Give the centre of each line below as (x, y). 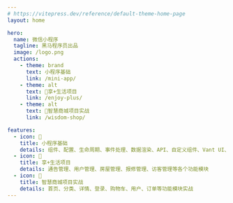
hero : (15, 33)
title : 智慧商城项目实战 (52, 182)
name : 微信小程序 (36, 39)
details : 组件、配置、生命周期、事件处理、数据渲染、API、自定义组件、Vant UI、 (125, 150)
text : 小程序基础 (48, 72)
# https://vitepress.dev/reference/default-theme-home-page (97, 14)
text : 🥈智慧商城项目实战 (58, 111)
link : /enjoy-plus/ (54, 98)
